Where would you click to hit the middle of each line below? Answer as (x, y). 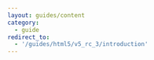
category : (24, 23)
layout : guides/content (46, 15)
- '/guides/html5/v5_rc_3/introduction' (81, 44)
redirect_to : (29, 37)
